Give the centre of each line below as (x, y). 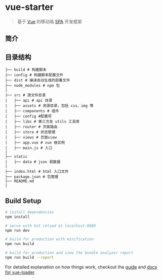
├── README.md (20, 181)
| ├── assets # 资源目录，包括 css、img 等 (49, 106)
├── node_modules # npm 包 (33, 86)
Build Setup (23, 201)
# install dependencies (30, 212)
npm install (17, 217)
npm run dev (17, 230)
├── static (16, 157)
